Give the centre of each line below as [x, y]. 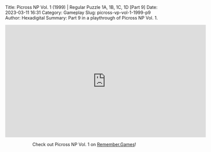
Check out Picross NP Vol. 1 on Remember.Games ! [84, 144]
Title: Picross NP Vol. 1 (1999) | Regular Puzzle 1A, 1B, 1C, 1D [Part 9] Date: [81, 7]
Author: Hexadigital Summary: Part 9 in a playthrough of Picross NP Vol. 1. [81, 18]
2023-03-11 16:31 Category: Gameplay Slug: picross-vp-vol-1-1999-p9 [78, 12]
